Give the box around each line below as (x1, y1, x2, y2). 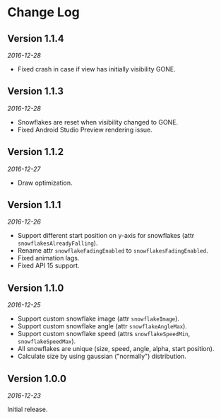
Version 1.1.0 (7, 282, 64, 294)
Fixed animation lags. (17, 254, 80, 263)
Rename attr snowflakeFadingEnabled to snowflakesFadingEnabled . (17, 246, 208, 255)
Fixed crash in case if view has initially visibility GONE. (17, 65, 176, 73)
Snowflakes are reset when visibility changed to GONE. (17, 117, 179, 126)
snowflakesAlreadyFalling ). (17, 239, 98, 248)
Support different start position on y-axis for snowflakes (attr (17, 231, 195, 240)
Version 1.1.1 (7, 199, 61, 211)
